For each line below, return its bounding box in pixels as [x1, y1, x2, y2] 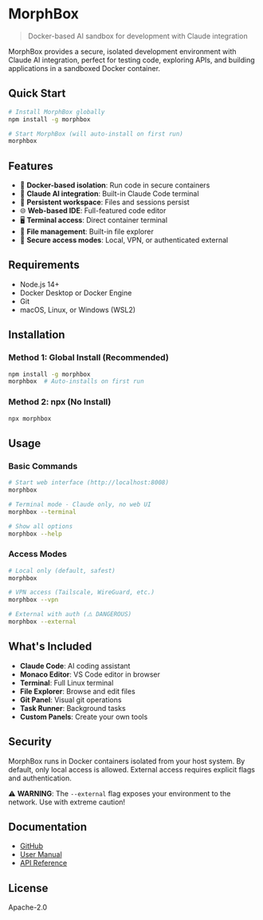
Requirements [8, 259, 80, 272]
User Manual [19, 850, 62, 859]
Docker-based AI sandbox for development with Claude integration [27, 31, 249, 41]
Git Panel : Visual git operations [19, 695, 122, 705]
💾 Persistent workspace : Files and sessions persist [19, 197, 190, 207]
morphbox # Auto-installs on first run [8, 377, 145, 385]
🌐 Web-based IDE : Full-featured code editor [19, 206, 167, 215]
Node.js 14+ [19, 279, 60, 289]
